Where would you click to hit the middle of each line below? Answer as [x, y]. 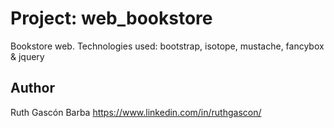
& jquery [27, 56]
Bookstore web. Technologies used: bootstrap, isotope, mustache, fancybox [167, 46]
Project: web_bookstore [111, 18]
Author [32, 88]
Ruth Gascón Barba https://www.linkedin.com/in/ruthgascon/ [136, 112]
